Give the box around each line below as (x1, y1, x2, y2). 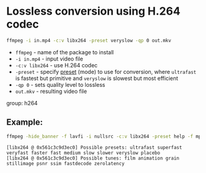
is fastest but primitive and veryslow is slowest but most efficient (15, 75, 178, 82)
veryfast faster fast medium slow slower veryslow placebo (6, 150, 161, 156)
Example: (6, 117, 43, 128)
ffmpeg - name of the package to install (15, 48, 114, 56)
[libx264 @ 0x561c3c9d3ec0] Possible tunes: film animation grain (6, 155, 180, 161)
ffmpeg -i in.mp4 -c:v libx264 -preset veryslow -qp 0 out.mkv (6, 37, 172, 43)
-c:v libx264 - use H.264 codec (15, 61, 98, 68)
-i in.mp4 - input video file (15, 55, 84, 62)
